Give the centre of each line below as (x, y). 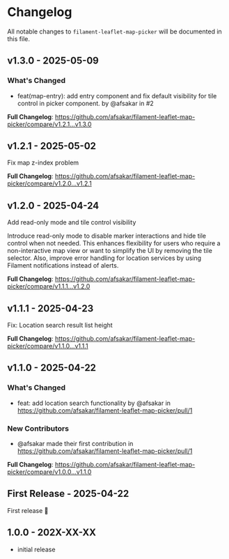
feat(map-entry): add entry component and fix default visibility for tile (117, 95)
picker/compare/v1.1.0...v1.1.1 (48, 346)
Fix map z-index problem (43, 163)
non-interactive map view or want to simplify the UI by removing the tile (110, 251)
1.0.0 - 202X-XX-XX (52, 533)
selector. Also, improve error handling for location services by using (104, 258)
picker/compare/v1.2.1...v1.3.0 (49, 124)
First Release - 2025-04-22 (68, 494)
